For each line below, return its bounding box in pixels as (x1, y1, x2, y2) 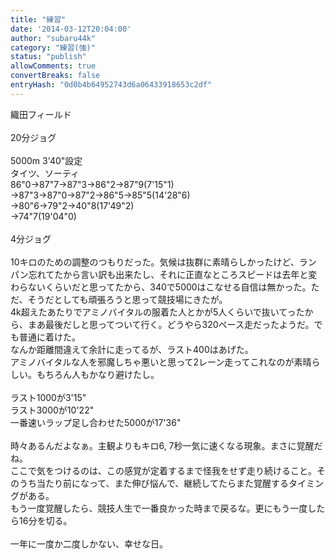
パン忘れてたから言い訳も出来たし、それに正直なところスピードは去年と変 (10, 268, 318, 280)
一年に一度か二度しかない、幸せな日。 (10, 537, 168, 550)
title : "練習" (10, 14, 67, 25)
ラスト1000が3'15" (10, 391, 87, 403)
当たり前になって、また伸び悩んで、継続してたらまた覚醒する (36, 477, 289, 489)
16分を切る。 (18, 514, 73, 526)
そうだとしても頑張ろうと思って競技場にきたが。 (27, 293, 228, 305)
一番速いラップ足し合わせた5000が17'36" (10, 416, 182, 428)
